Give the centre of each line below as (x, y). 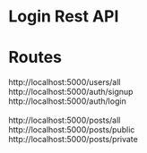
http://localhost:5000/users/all (65, 82)
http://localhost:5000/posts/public (72, 130)
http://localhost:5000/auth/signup (71, 92)
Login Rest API (64, 17)
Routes (35, 58)
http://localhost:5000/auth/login (67, 101)
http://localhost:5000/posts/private (73, 140)
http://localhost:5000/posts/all (65, 120)
